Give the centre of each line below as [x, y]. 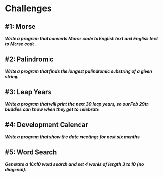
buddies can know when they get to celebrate [52, 109]
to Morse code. [21, 44]
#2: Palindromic [30, 59]
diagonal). [16, 170]
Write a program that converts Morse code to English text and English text [81, 39]
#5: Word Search [31, 152]
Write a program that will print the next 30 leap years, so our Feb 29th [77, 104]
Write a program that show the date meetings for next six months [72, 137]
